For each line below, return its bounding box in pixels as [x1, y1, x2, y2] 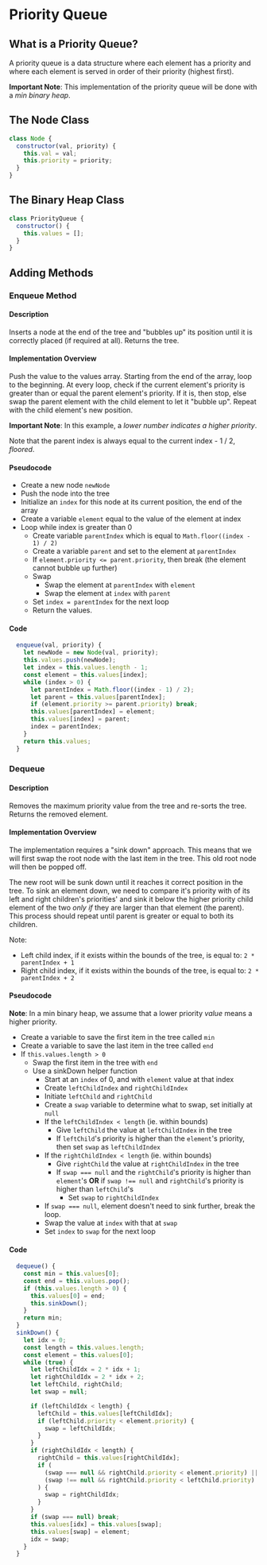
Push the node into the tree [20, 489, 110, 498]
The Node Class [9, 114, 90, 127]
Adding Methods [9, 266, 94, 280]
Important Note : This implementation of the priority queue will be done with [9, 82, 257, 91]
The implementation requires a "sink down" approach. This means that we [9, 844, 253, 855]
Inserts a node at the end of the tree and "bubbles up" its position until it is [9, 327, 253, 337]
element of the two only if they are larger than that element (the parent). [9, 902, 245, 912]
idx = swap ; [29, 1535, 70, 1543]
